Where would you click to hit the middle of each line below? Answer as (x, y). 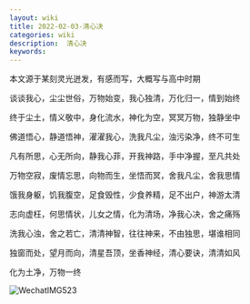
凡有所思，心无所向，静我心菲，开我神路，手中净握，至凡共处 (125, 157)
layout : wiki (34, 18)
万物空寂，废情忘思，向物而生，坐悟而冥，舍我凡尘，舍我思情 (125, 176)
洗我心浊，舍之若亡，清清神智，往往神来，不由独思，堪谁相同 (125, 234)
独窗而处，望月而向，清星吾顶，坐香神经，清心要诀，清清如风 (125, 253)
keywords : (28, 52)
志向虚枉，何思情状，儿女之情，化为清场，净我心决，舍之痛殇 (125, 214)
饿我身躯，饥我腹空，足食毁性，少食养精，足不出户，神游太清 (125, 195)
